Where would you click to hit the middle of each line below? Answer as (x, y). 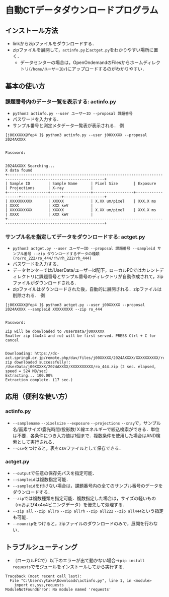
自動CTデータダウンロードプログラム (82, 10)
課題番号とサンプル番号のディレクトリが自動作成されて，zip (101, 276)
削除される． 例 (29, 295)
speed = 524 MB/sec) (27, 371)
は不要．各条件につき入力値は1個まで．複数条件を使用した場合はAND (84, 435)
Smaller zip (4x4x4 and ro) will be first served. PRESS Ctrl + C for (81, 336)
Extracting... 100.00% (29, 375)
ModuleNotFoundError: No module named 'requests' (58, 589)
